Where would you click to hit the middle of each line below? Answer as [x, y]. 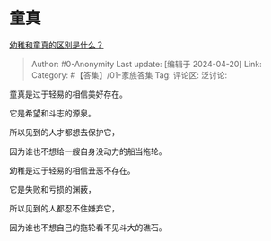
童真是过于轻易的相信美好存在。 [68, 94]
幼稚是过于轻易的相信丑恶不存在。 [72, 170]
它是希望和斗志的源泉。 [52, 113]
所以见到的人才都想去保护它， [64, 132]
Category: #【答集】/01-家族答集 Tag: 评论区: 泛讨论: [129, 75]
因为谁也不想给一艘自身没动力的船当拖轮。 [88, 151]
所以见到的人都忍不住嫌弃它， [64, 208]
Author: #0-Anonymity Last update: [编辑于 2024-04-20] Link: [146, 64]
